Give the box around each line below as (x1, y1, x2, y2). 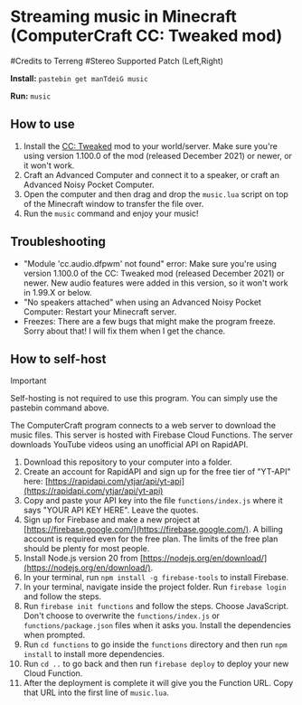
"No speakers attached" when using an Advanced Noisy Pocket (23, 296, 261, 307)
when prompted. (23, 630, 85, 641)
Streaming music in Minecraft (10, 6, 238, 27)
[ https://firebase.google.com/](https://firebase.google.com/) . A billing (23, 524, 284, 535)
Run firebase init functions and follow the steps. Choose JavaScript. (23, 601, 288, 612)
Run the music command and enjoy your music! (23, 208, 199, 219)
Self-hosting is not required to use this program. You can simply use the (10, 393, 278, 404)
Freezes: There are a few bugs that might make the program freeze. (23, 315, 276, 326)
